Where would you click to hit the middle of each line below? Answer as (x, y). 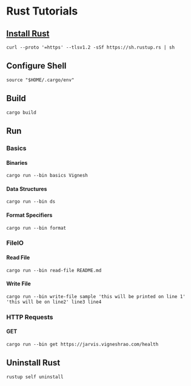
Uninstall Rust (33, 363)
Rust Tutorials (42, 11)
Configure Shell (36, 66)
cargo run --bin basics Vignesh (47, 176)
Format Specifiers (29, 215)
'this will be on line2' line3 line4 (54, 302)
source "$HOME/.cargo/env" (40, 80)
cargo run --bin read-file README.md (54, 270)
